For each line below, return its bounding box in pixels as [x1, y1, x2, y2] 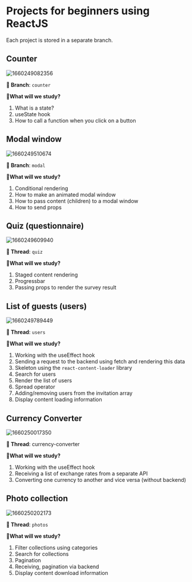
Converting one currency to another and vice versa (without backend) [14, 477, 186, 483]
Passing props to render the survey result [14, 284, 117, 291]
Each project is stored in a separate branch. [6, 36, 113, 43]
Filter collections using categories [14, 544, 98, 551]
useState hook [14, 110, 51, 117]
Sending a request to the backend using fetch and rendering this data [14, 358, 185, 365]
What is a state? [14, 104, 55, 111]
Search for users [14, 371, 56, 378]
